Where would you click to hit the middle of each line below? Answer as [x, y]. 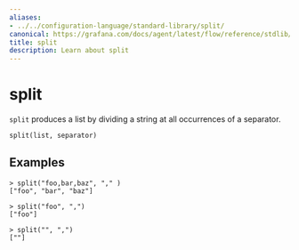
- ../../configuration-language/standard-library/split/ [117, 26]
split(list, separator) [53, 136]
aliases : [25, 17]
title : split [33, 42]
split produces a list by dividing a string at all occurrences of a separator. [145, 119]
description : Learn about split [69, 51]
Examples [37, 162]
